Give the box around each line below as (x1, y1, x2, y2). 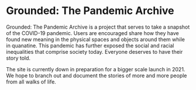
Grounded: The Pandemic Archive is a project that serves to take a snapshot (6, 23, 190, 30)
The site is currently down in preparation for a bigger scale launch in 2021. (6, 65, 185, 72)
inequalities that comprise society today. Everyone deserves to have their (6, 48, 183, 55)
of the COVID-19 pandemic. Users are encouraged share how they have (6, 29, 180, 36)
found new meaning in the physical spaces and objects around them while (6, 36, 185, 43)
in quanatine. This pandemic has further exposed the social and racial (6, 42, 174, 49)
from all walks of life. (6, 78, 57, 85)
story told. (6, 54, 31, 61)
